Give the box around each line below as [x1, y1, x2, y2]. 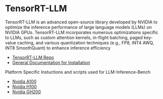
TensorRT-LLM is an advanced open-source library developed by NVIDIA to [5, 19, 158, 25]
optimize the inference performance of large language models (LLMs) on [5, 24, 152, 30]
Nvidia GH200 [12, 89, 41, 95]
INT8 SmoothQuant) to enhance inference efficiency [5, 45, 111, 51]
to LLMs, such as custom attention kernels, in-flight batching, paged [5, 35, 143, 40]
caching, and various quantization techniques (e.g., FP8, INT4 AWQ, [17, 40, 154, 45]
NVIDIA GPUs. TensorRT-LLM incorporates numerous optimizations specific [5, 29, 158, 35]
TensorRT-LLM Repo [12, 54, 54, 60]
